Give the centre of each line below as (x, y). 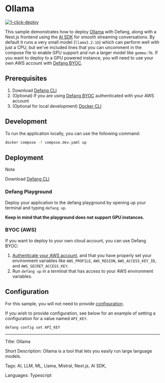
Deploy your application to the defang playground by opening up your (76, 203)
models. (13, 356)
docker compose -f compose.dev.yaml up (46, 142)
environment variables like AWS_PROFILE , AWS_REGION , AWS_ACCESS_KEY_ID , (84, 261)
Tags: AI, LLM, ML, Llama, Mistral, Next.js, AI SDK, (56, 366)
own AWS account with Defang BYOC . (44, 63)
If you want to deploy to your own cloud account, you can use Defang (76, 240)
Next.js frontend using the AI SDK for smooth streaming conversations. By (80, 37)
